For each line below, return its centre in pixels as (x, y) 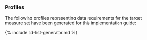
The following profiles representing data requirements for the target (73, 18)
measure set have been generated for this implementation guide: (71, 23)
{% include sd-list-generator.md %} (41, 33)
